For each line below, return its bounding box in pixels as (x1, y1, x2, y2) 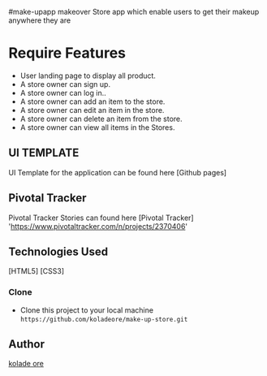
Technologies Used (8, 244, 108, 258)
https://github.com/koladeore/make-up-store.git (19, 315, 188, 323)
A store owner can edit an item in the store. (19, 105, 165, 115)
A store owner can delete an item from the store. (19, 114, 183, 123)
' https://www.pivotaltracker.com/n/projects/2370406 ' (8, 221, 188, 231)
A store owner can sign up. (19, 79, 111, 89)
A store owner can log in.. (19, 88, 107, 97)
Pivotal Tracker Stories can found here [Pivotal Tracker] (8, 213, 194, 223)
